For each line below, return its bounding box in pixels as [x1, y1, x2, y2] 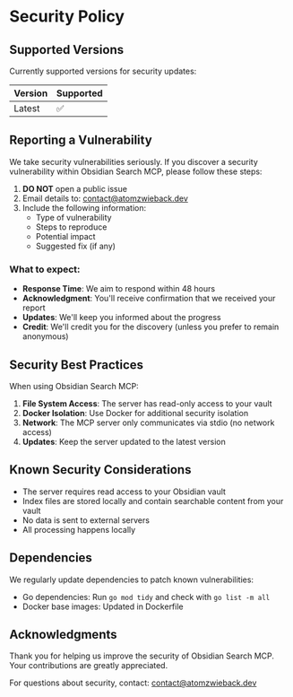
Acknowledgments [9, 626, 118, 642]
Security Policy [9, 6, 125, 27]
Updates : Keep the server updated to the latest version [22, 436, 226, 447]
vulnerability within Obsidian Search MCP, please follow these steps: [9, 166, 263, 177]
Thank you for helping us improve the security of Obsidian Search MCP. [9, 650, 275, 661]
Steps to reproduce [35, 222, 108, 232]
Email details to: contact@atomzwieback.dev [22, 193, 188, 204]
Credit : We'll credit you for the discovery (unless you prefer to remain [22, 321, 280, 333]
